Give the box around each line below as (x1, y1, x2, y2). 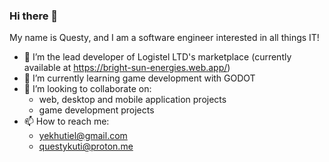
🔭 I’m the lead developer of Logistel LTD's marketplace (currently (23, 51, 292, 63)
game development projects (38, 104, 155, 116)
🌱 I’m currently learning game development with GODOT (23, 72, 256, 84)
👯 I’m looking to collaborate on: (23, 83, 152, 95)
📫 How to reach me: (23, 115, 110, 128)
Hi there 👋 (9, 9, 59, 23)
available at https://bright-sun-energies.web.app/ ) (23, 62, 231, 74)
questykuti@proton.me (38, 140, 134, 153)
